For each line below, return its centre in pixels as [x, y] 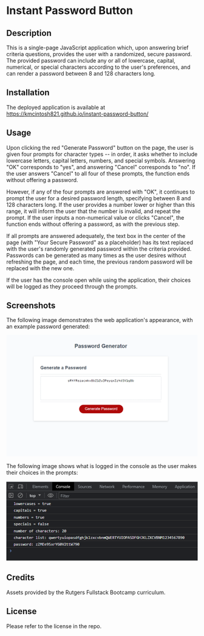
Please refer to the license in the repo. [54, 626]
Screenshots [31, 306]
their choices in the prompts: [42, 472]
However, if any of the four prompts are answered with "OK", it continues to [101, 192]
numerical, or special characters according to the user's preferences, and [98, 67]
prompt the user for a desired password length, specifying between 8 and [99, 198]
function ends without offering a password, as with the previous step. [93, 224]
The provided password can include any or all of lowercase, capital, [91, 61]
